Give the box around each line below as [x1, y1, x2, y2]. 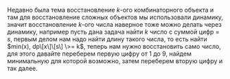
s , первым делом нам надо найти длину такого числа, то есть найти [7, 35, 207, 43]
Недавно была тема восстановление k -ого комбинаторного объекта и [7, 6, 214, 14]
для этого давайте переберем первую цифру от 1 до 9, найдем [7, 49, 192, 58]
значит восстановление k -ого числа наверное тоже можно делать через [7, 21, 222, 28]
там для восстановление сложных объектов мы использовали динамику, [7, 13, 224, 21]
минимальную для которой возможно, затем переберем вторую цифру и [7, 57, 223, 65]
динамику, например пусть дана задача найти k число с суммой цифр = [7, 27, 220, 36]
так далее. [7, 65, 38, 72]
